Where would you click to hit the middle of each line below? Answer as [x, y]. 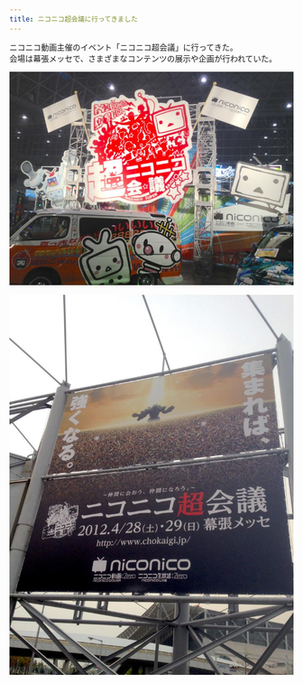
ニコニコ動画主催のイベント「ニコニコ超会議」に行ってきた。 [124, 47]
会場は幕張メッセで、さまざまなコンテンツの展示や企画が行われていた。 [143, 58]
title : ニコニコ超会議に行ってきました [73, 19]
